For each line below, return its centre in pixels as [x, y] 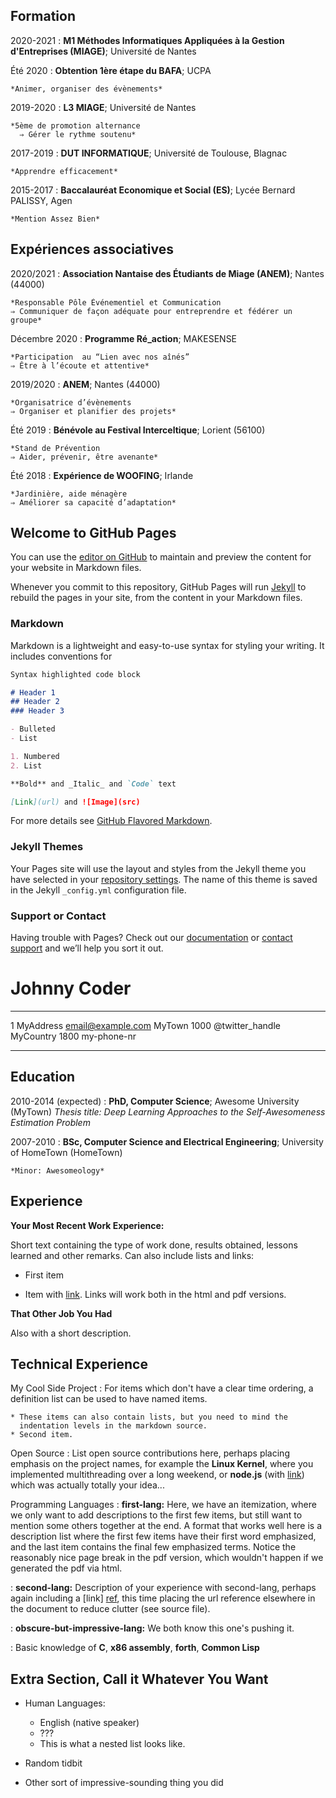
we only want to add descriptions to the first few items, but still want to [156, 1515]
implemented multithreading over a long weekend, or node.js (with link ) [157, 1475]
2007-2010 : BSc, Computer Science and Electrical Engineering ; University [167, 1141]
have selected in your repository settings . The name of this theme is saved [164, 879]
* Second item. [42, 1435]
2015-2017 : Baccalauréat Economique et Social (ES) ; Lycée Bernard [153, 190]
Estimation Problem [50, 1122]
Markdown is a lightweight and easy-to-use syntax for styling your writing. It [167, 645]
